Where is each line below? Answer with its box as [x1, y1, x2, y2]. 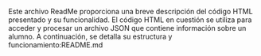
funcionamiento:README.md [8, 40, 103, 50]
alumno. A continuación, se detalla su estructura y [8, 32, 173, 41]
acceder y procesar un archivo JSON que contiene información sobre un [8, 24, 247, 32]
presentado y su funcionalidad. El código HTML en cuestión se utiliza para [8, 15, 252, 24]
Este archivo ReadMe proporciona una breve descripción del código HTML [8, 7, 253, 16]
